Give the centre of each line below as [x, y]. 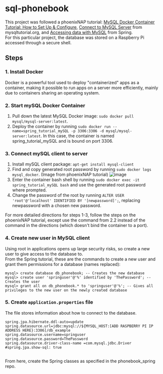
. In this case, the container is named [77, 136]
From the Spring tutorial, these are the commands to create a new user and [80, 259]
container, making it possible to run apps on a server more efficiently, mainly [82, 88]
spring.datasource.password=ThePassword [47, 339]
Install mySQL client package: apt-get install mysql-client [73, 164]
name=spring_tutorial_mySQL [40, 131]
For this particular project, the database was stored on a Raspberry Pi [75, 37]
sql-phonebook [37, 9]
